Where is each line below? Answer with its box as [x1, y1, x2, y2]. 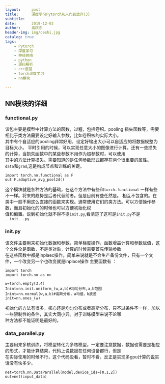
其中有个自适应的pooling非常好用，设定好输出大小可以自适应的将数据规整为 [5, 139, 158, 145]
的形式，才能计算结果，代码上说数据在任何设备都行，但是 [5, 348, 121, 354]
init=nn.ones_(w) [5, 295, 41, 300]
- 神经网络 [14, 53, 33, 58]
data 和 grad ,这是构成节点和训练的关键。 [5, 163, 84, 169]
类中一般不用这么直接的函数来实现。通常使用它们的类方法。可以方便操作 [5, 199, 151, 205]
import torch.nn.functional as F [5, 173, 74, 178]
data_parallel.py [5, 330, 45, 337]
